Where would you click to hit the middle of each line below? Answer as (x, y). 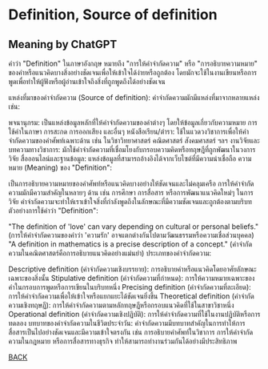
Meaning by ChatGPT (63, 44)
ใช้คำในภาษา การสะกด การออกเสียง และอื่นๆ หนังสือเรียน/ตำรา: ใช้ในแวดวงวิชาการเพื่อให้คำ (129, 131)
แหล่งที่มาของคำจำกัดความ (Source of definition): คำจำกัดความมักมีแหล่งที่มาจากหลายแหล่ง (134, 97)
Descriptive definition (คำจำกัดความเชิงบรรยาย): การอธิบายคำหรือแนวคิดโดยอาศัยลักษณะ (133, 269)
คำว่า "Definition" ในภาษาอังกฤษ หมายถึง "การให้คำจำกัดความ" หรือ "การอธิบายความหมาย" (133, 63)
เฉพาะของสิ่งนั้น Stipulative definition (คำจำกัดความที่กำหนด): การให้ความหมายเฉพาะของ (132, 278)
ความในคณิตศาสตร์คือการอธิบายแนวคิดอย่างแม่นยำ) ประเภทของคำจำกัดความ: (110, 253)
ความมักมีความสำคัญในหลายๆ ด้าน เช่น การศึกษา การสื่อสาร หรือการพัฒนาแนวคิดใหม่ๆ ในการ (131, 193)
